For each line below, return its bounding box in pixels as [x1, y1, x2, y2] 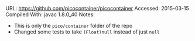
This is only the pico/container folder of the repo [13, 23, 133, 29]
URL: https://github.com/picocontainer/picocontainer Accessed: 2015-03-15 [5, 5, 190, 12]
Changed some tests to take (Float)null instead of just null [13, 28, 160, 35]
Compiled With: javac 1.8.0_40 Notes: [5, 11, 95, 18]
